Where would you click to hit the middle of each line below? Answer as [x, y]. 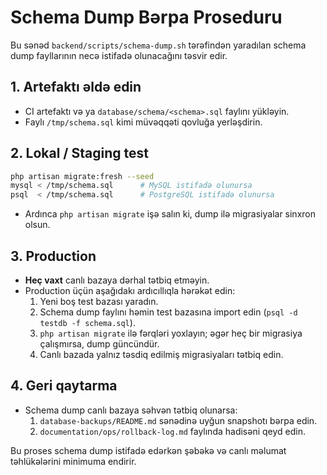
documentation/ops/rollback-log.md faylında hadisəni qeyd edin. [173, 431]
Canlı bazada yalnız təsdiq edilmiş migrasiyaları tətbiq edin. [161, 354]
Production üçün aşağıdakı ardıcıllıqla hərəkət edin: [130, 290]
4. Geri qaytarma [64, 386]
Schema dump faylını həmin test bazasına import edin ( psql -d [168, 312]
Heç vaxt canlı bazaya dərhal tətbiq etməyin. [117, 280]
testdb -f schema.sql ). [87, 322]
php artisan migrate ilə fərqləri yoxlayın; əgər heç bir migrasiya [171, 333]
